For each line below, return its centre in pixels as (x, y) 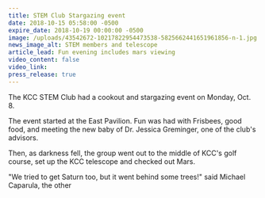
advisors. (23, 137)
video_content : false (44, 60)
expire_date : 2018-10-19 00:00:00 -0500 (76, 30)
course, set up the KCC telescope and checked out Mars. (102, 161)
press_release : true (42, 74)
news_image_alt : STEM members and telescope (83, 45)
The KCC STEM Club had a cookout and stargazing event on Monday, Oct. (130, 97)
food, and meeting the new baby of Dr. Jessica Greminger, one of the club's (132, 129)
